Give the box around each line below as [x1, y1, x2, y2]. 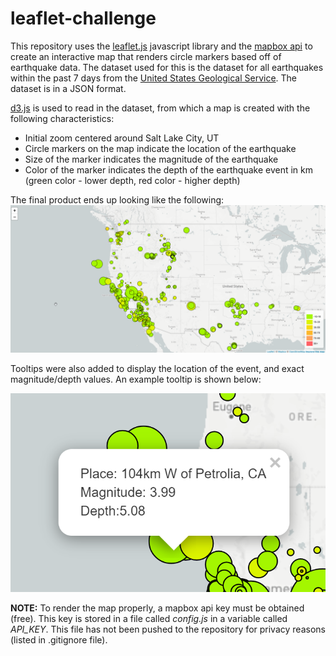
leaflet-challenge [10, 7, 157, 30]
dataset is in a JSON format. [10, 82, 127, 94]
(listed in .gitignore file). [10, 634, 108, 646]
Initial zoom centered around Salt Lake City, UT [24, 132, 220, 144]
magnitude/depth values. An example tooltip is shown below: [10, 373, 262, 386]
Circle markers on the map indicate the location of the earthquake [24, 142, 297, 154]
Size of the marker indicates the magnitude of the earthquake [24, 153, 279, 165]
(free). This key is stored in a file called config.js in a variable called [10, 613, 288, 625]
